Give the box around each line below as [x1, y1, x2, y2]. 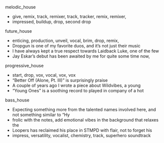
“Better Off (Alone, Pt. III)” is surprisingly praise [12, 78, 108, 83]
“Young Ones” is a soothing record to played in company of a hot [12, 88, 144, 93]
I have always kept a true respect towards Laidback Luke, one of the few [12, 48, 160, 54]
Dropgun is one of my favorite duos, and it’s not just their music [12, 43, 141, 48]
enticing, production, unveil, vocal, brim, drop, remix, [12, 38, 119, 43]
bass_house [5, 97, 29, 103]
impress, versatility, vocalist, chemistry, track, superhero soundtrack [12, 133, 151, 138]
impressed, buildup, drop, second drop [12, 19, 91, 24]
